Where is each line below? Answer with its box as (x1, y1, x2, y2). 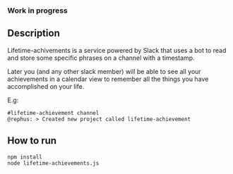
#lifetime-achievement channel (7, 109, 100, 116)
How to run (7, 135, 57, 147)
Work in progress (7, 6, 68, 15)
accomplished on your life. (7, 82, 85, 90)
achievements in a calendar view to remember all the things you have (7, 75, 209, 83)
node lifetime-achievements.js (7, 159, 100, 167)
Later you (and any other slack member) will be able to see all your (7, 67, 201, 75)
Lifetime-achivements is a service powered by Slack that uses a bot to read (7, 46, 227, 54)
